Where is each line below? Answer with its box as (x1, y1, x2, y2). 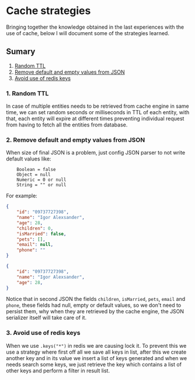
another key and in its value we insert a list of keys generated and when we (6, 354, 187, 361)
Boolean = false (16, 167, 57, 173)
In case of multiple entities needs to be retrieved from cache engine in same (6, 102, 189, 109)
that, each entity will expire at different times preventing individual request (6, 115, 184, 122)
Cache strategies (6, 4, 91, 18)
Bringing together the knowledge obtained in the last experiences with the (6, 23, 184, 30)
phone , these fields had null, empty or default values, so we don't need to (6, 302, 182, 309)
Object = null (16, 172, 51, 178)
